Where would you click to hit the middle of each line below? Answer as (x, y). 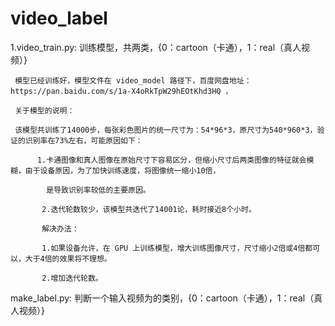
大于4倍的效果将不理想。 (68, 258)
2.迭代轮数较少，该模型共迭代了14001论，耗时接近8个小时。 (149, 209)
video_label (59, 18)
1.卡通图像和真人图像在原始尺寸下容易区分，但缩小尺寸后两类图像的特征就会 (171, 160)
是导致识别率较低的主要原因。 (98, 190)
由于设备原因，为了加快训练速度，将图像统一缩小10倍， (122, 170)
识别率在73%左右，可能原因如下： (83, 140)
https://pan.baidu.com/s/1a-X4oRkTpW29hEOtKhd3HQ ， (121, 91)
